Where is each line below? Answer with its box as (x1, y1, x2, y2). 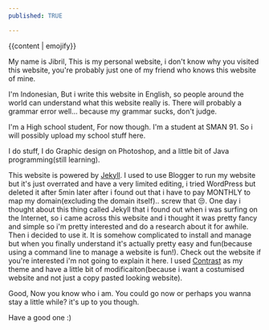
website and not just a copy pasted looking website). (8, 273, 183, 283)
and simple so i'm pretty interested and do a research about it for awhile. (8, 221, 249, 231)
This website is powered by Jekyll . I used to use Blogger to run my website (8, 170, 256, 179)
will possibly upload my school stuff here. (8, 130, 146, 140)
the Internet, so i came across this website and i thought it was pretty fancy (8, 212, 258, 222)
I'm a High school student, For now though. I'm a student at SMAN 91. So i (8, 122, 253, 131)
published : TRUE (8, 11, 63, 20)
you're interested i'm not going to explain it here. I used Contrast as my (8, 255, 243, 266)
